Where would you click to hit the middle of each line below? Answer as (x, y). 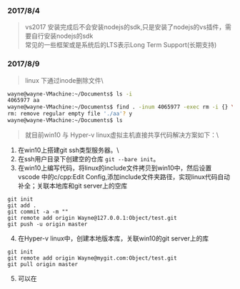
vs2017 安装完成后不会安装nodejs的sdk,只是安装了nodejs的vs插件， (125, 27)
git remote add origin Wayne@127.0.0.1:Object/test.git (92, 218)
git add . (22, 206)
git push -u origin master (47, 224)
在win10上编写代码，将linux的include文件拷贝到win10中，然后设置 (115, 168)
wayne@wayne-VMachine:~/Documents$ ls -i (70, 94)
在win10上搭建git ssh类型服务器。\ (68, 150)
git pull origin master (43, 264)
